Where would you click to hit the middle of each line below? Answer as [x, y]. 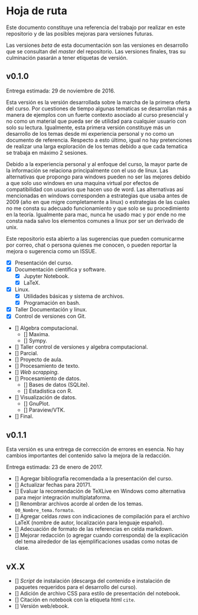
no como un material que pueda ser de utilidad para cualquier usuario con [96, 121]
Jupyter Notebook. [46, 276]
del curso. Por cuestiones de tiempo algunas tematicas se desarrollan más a [99, 109]
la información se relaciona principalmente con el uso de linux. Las [87, 170]
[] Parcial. [26, 353]
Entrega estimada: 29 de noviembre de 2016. [61, 91]
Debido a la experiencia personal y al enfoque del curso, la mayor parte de [97, 164]
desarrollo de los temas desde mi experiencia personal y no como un [90, 133]
